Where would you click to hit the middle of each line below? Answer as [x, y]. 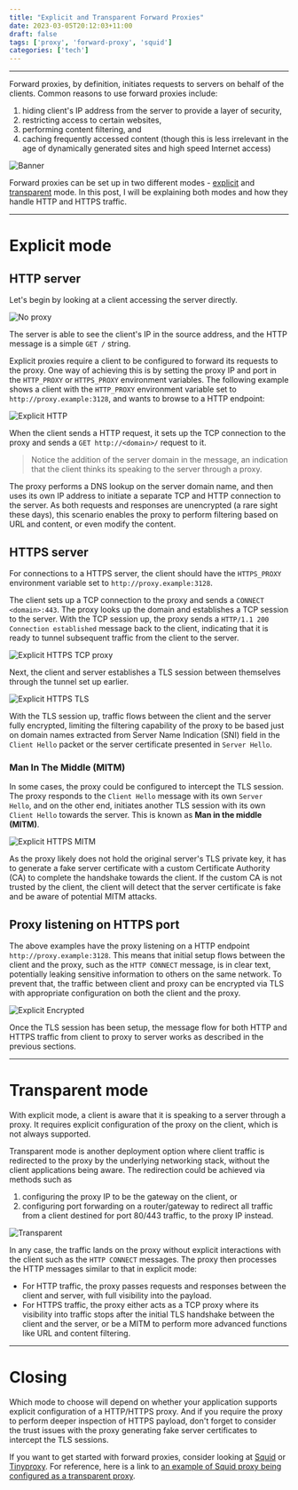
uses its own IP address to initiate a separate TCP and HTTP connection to [145, 496]
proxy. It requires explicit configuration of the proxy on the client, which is [144, 1124]
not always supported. [50, 1134]
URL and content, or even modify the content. [93, 524]
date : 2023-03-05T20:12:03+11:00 [71, 26]
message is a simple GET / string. [70, 344]
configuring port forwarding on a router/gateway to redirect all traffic [147, 1206]
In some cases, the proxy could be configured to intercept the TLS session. [146, 787]
